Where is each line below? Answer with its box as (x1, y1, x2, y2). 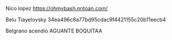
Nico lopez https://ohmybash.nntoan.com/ (5, 5, 108, 12)
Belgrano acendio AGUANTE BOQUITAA (5, 27, 103, 34)
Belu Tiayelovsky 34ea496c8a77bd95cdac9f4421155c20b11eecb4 (5, 16, 166, 23)
